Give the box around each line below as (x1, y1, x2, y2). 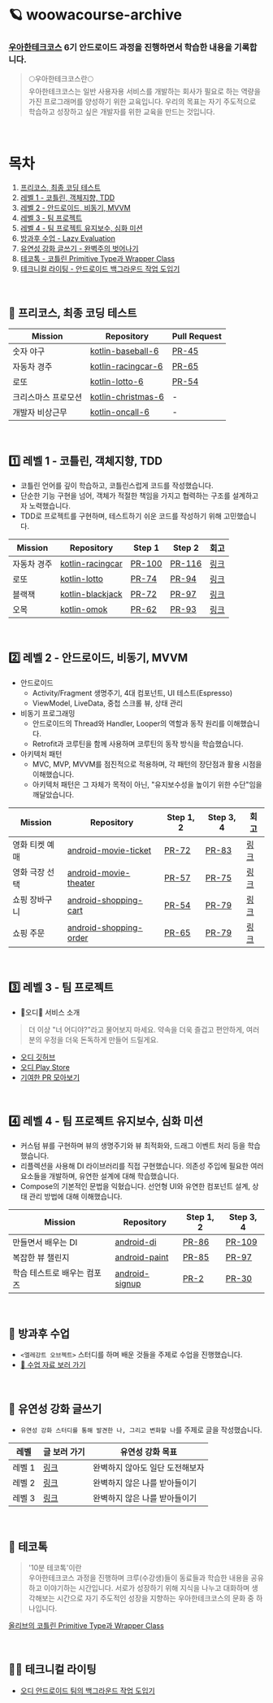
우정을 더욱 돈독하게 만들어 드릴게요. (43, 1034, 159, 1045)
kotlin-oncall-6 (89, 407, 150, 418)
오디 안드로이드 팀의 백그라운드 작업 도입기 (19, 1685, 156, 1696)
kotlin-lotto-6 (89, 376, 144, 387)
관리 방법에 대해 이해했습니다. (28, 1192, 123, 1202)
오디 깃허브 (19, 1052, 56, 1062)
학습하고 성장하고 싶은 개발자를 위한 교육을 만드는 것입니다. (28, 107, 215, 117)
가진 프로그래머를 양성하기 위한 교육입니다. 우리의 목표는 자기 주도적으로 (28, 97, 257, 107)
